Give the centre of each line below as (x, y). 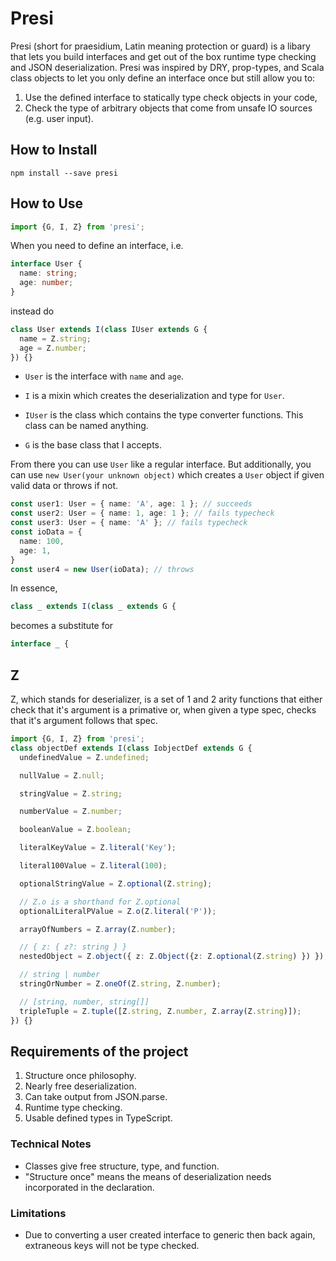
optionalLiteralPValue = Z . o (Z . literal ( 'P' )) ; (118, 911)
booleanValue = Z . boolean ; (75, 830)
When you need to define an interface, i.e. (97, 246)
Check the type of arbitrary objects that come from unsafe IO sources (168, 108)
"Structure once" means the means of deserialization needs (148, 1176)
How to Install (54, 150)
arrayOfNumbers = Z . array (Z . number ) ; (98, 929)
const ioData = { (46, 532)
